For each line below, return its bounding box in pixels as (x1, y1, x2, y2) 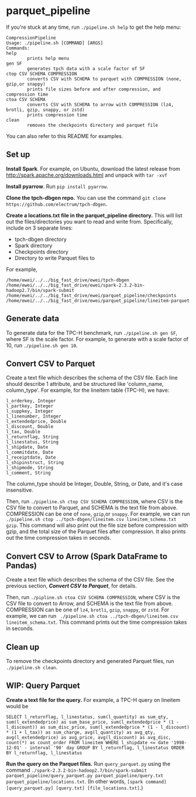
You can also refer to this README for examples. (6, 132, 123, 139)
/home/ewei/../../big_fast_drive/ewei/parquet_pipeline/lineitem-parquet (6, 298, 190, 304)
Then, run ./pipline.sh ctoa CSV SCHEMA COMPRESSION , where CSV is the (6, 594, 180, 601)
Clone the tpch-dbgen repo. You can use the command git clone (6, 194, 166, 201)
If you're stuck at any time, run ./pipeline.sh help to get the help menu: (6, 23, 181, 31)
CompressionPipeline (6, 35, 57, 41)
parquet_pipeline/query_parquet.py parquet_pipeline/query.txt (6, 772, 164, 779)
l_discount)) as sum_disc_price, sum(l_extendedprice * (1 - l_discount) (6, 724, 190, 730)
